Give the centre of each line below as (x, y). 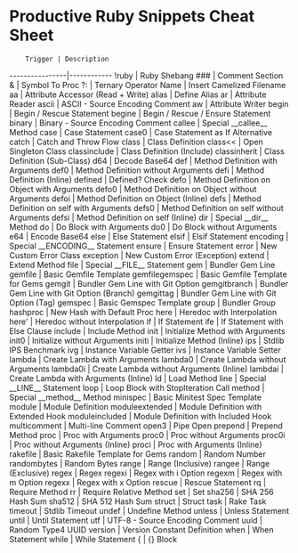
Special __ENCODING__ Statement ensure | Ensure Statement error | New (143, 246)
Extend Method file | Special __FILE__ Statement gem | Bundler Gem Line (142, 264)
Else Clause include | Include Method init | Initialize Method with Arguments (148, 330)
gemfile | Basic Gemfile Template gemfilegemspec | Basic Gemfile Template (148, 274)
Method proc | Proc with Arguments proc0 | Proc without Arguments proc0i (147, 435)
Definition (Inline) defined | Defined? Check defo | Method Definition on (140, 179)
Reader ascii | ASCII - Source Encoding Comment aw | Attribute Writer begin (149, 103)
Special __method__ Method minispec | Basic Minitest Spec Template (136, 397)
